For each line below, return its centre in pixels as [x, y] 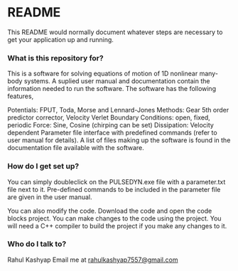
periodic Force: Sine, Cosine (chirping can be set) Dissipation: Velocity [111, 125]
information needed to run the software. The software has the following [112, 89]
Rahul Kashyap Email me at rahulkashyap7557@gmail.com [93, 260]
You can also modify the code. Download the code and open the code [110, 211]
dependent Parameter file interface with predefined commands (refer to [113, 133]
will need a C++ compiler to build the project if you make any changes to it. [117, 225]
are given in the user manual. [50, 197]
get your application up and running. [60, 39]
